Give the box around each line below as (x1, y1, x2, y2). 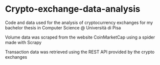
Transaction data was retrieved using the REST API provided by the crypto (5, 49, 155, 55)
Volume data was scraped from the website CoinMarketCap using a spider (5, 34, 155, 40)
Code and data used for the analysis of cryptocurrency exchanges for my (5, 20, 153, 25)
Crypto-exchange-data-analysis (5, 3, 140, 15)
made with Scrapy (5, 39, 42, 45)
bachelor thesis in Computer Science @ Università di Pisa (5, 24, 121, 30)
